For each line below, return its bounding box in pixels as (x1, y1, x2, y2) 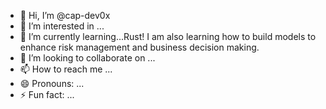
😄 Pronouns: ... (19, 78, 85, 89)
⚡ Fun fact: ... (19, 89, 75, 100)
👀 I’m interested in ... (19, 20, 105, 32)
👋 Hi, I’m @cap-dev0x (19, 10, 111, 21)
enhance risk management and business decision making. (19, 41, 260, 53)
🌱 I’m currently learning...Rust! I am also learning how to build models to (19, 31, 317, 42)
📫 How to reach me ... (19, 63, 113, 75)
